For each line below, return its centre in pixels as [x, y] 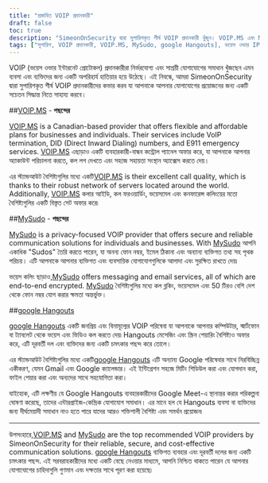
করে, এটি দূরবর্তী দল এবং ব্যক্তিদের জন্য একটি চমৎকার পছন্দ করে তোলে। [90, 344]
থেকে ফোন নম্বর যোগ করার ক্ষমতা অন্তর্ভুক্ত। [58, 295]
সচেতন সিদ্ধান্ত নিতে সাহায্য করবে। [48, 95]
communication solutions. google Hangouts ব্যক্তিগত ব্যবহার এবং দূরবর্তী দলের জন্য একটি [130, 452]
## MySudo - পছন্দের [39, 218]
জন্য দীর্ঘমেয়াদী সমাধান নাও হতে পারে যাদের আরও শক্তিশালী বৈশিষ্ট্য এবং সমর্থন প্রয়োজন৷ [105, 412]
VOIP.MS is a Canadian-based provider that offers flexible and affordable [128, 126]
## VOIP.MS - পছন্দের [40, 110]
